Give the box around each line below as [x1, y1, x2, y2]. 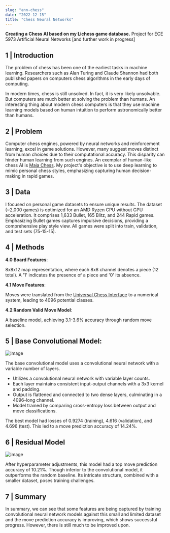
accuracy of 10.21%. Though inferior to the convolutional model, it [5, 467, 143, 473]
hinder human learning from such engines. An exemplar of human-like [5, 157, 152, 163]
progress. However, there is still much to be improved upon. [5, 522, 130, 528]
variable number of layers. [5, 366, 60, 372]
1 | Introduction [5, 51, 54, 60]
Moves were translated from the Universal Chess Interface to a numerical [5, 291, 158, 298]
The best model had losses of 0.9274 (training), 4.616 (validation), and [5, 418, 152, 424]
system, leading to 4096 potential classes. [5, 297, 94, 303]
